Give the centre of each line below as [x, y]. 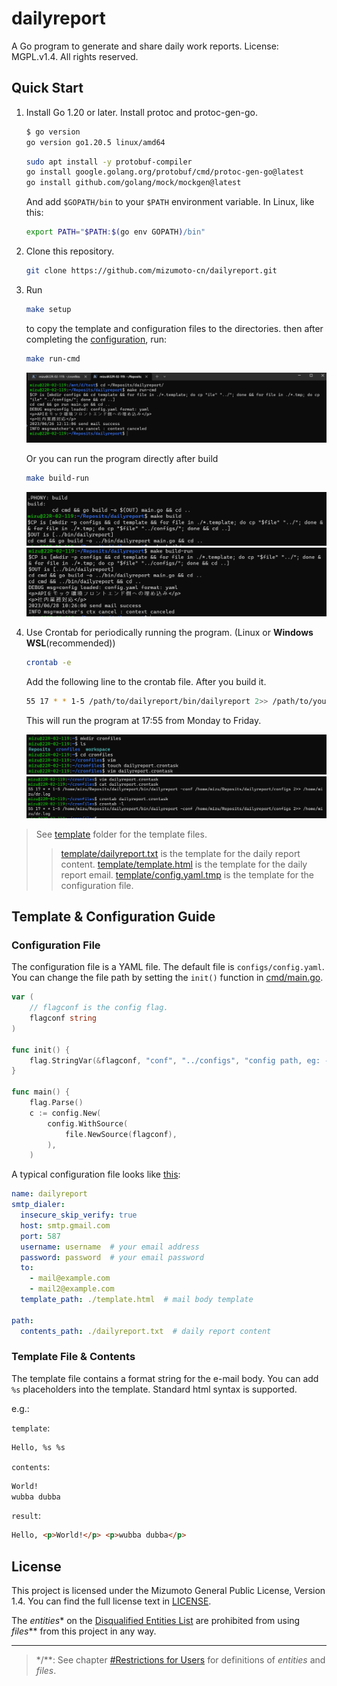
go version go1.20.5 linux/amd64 [95, 142]
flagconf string [63, 1018]
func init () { [41, 1050]
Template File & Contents [73, 1357]
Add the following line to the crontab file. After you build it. [146, 681]
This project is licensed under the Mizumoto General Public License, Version [168, 1591]
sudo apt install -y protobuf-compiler [109, 162]
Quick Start [47, 88]
